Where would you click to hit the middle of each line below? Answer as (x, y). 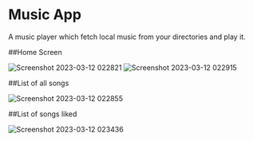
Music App (45, 15)
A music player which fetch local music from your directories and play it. (127, 37)
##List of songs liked (43, 114)
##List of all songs (39, 83)
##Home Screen (35, 52)
